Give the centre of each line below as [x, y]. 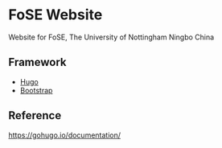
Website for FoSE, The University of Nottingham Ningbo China [111, 37]
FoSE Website [55, 15]
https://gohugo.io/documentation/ [65, 135]
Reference [35, 115]
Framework [37, 62]
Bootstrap [36, 90]
